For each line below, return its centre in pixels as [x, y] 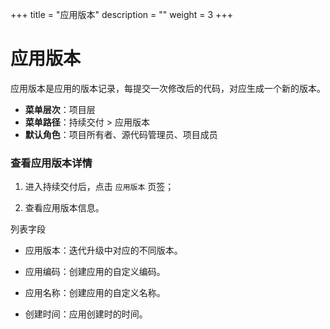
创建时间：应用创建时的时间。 [86, 314]
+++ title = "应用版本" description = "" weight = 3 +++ [121, 14]
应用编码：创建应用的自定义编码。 [95, 272]
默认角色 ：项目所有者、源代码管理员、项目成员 [121, 134]
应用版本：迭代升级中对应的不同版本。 [103, 250]
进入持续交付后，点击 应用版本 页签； [99, 187]
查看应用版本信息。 [64, 208]
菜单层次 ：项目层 [60, 109]
